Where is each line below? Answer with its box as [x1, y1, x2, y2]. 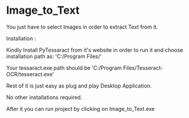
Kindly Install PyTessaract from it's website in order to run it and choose [6, 46, 184, 54]
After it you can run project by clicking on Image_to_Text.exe [6, 105, 155, 112]
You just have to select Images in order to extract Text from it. [6, 23, 158, 30]
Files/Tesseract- [123, 64, 163, 72]
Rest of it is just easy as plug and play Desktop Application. [6, 82, 152, 89]
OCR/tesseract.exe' [6, 70, 54, 77]
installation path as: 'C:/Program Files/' [6, 52, 102, 60]
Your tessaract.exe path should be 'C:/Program [6, 64, 122, 72]
